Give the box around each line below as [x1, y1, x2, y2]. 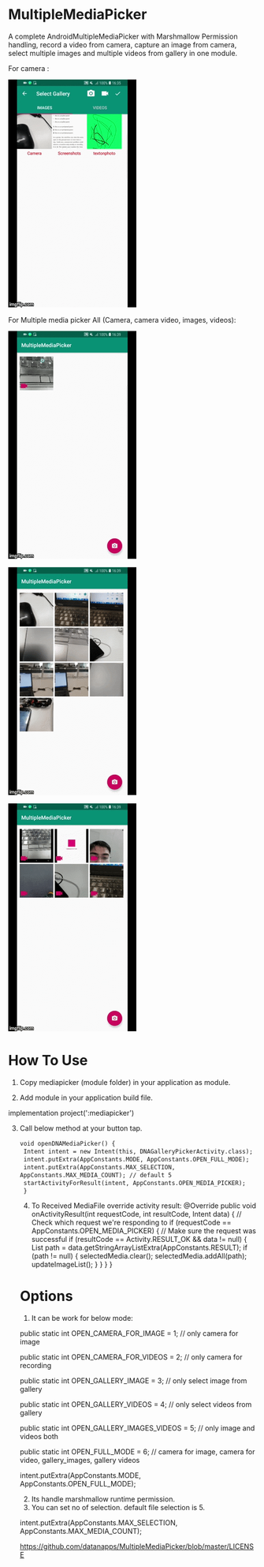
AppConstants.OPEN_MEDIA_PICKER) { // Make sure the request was [31, 1225, 256, 1236]
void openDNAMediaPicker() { [19, 1139, 116, 1147]
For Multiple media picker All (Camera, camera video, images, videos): [8, 315, 236, 324]
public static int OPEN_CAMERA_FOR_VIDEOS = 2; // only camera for [19, 1352, 243, 1362]
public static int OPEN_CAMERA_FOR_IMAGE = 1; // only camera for [19, 1328, 239, 1338]
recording [19, 1360, 52, 1370]
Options [19, 1288, 73, 1305]
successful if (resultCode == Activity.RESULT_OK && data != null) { [31, 1234, 247, 1244]
